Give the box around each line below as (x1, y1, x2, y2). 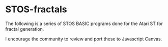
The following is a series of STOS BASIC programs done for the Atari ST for (5, 20, 163, 27)
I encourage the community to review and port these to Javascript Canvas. (5, 36, 162, 42)
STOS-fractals (5, 4, 67, 15)
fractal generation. (5, 26, 44, 32)
